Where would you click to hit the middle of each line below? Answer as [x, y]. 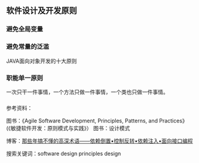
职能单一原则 [25, 78]
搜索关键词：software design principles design [64, 153]
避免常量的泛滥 [28, 47]
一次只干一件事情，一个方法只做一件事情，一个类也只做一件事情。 [87, 92]
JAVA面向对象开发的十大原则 [42, 61]
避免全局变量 [25, 29]
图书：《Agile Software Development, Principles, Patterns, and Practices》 [97, 121]
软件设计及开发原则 [42, 11]
